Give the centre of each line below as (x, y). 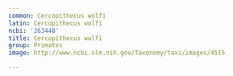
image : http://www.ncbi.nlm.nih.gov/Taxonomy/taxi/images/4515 (117, 53)
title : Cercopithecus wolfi (56, 38)
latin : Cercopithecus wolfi (56, 23)
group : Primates (35, 46)
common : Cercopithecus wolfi (57, 16)
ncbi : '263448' (34, 30)
